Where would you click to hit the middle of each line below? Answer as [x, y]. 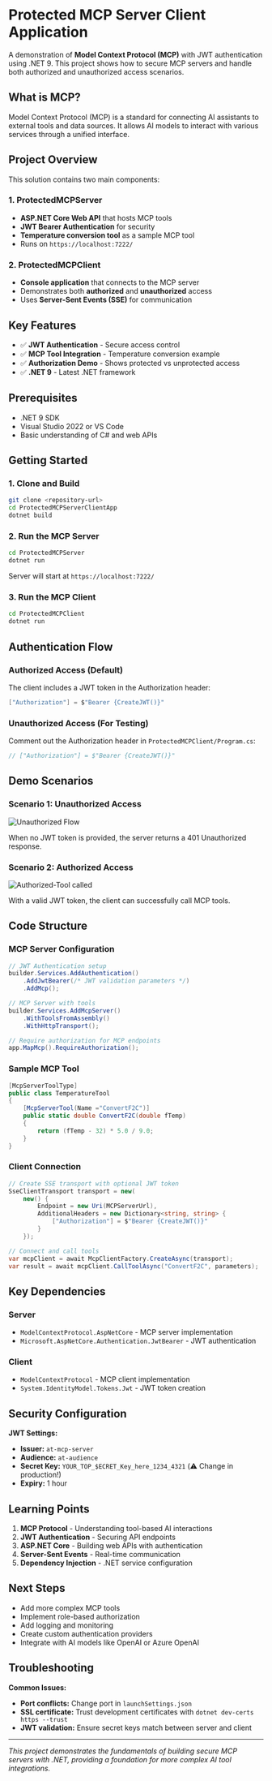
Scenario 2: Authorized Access [71, 867]
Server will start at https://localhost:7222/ [82, 576]
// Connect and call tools [54, 1251]
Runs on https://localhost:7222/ [76, 243]
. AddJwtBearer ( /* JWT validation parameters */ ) [106, 981]
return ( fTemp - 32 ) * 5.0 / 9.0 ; [96, 1131]
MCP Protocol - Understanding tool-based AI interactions [116, 1529]
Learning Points [49, 1509]
